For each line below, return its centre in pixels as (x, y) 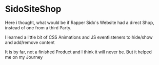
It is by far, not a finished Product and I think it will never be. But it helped (79, 52)
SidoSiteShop (33, 9)
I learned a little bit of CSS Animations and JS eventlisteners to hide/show (79, 37)
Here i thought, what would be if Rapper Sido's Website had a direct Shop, (80, 22)
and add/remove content (30, 42)
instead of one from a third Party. (38, 27)
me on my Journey (24, 57)
